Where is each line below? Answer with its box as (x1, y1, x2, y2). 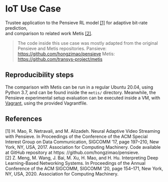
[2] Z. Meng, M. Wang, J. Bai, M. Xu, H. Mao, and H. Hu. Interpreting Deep (5, 154, 158, 161)
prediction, (5, 25, 28, 31)
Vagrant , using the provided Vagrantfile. (5, 100, 88, 106)
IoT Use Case (5, 3, 61, 15)
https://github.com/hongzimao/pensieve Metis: (17, 51, 115, 57)
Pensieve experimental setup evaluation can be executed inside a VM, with (5, 95, 160, 101)
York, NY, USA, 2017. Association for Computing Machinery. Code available (5, 144, 161, 150)
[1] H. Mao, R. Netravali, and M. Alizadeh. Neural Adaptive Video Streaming (5, 128, 160, 134)
